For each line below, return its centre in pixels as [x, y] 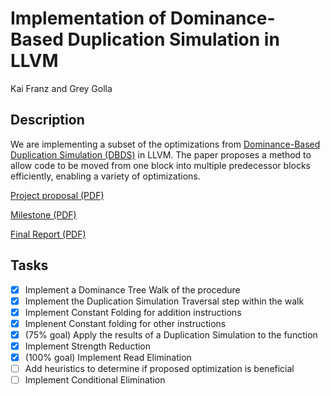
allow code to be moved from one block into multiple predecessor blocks [160, 165]
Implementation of [88, 18]
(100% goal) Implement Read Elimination [108, 357]
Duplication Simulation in [173, 39]
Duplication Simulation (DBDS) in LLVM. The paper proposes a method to [161, 154]
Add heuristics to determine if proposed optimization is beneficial [159, 368]
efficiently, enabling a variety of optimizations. [105, 176]
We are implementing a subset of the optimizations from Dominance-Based [165, 144]
